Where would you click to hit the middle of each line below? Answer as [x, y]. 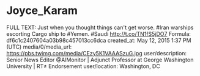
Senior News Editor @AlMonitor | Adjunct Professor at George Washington [100, 60]
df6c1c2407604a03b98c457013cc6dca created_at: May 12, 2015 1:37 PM [99, 40]
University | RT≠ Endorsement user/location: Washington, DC [83, 66]
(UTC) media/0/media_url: [39, 47]
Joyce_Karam [42, 11]
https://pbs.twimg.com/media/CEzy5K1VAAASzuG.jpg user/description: [97, 53]
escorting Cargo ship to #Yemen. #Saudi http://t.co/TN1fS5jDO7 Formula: [99, 33]
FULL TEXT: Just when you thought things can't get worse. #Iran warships [100, 27]
